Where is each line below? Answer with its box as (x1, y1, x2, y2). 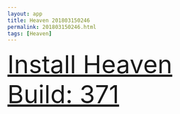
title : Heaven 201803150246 (7, 17, 91, 24)
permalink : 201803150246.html (7, 23, 97, 30)
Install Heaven (7, 49, 173, 80)
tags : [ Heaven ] (7, 30, 52, 37)
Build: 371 (7, 79, 120, 110)
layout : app (7, 10, 43, 18)
